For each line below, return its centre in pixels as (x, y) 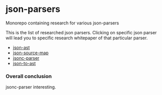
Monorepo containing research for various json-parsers (62, 23)
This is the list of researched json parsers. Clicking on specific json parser (81, 32)
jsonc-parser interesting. (31, 87)
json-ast (21, 47)
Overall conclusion (29, 76)
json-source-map (31, 53)
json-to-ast (24, 63)
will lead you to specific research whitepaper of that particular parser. (77, 38)
